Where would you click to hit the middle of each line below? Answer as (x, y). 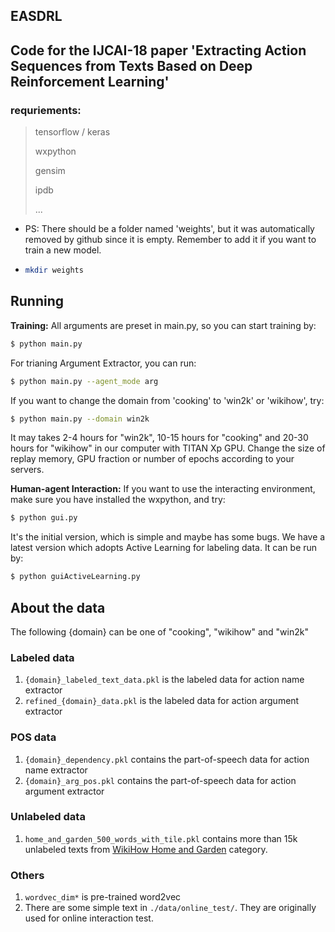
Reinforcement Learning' (90, 81)
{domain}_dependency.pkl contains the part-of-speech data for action (167, 759)
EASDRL (36, 16)
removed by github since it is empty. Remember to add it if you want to (170, 240)
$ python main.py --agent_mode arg (84, 381)
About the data (58, 607)
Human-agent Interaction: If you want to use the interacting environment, (163, 489)
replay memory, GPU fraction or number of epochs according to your (152, 459)
